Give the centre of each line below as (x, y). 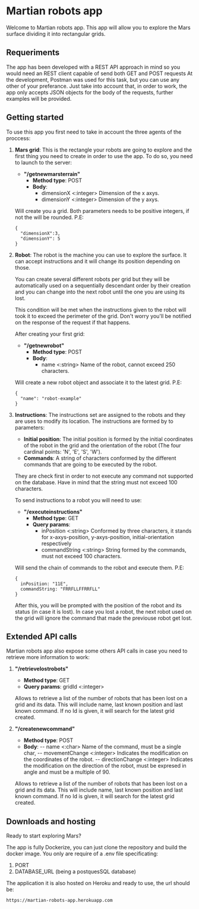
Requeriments (33, 53)
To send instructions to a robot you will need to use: (78, 500)
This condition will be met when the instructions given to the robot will (100, 310)
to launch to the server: (43, 162)
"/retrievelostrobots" (42, 669)
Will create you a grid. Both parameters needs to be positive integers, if (102, 211)
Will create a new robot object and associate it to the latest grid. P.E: (98, 382)
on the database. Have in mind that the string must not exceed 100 (96, 482)
